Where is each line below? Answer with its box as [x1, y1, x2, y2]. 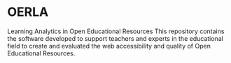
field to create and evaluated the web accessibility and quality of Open [7, 42, 211, 50]
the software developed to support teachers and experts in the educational [7, 34, 224, 42]
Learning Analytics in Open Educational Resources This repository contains [7, 27, 225, 35]
